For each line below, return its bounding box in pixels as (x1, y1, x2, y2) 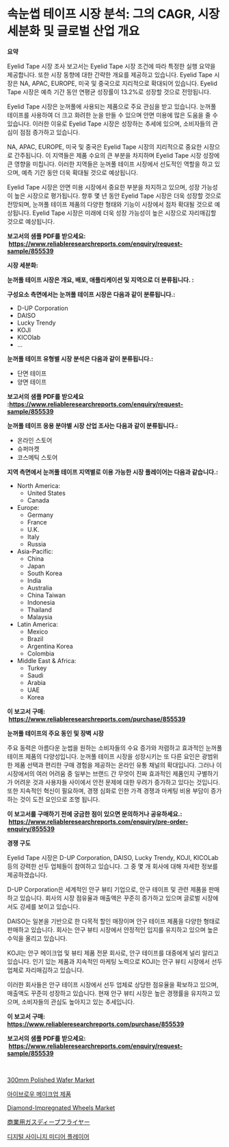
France (27, 518, 48, 526)
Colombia (27, 649, 55, 658)
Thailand (27, 605, 53, 614)
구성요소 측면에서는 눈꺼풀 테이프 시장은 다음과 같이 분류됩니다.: (7, 290, 176, 299)
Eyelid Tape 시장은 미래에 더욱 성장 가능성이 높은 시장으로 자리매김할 (32, 209, 217, 217)
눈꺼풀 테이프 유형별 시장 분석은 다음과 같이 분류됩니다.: (7, 354, 154, 362)
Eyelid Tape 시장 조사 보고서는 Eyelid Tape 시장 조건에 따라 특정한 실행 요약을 (7, 62, 216, 70)
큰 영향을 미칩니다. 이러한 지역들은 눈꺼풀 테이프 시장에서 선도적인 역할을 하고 (7, 159, 213, 168)
